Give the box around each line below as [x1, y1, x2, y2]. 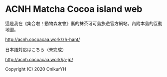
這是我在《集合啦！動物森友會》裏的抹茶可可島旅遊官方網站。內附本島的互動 [5, 20, 163, 26]
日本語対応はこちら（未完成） [5, 46, 66, 52]
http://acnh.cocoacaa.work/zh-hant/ [5, 36, 80, 42]
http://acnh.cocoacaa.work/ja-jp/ [5, 56, 73, 62]
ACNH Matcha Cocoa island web [5, 3, 143, 15]
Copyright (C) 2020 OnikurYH [5, 66, 66, 72]
